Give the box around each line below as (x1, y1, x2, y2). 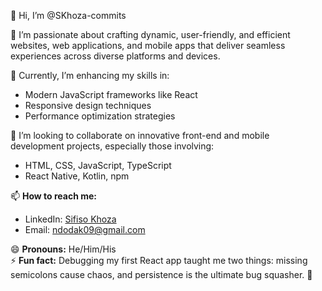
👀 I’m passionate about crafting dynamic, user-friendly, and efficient (10, 29, 291, 40)
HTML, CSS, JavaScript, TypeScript (24, 160, 172, 171)
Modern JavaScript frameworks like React (24, 89, 198, 100)
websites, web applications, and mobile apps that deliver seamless (10, 40, 286, 51)
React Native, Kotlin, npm (24, 170, 130, 182)
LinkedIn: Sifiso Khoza (24, 213, 117, 225)
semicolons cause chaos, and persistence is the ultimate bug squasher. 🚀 (10, 269, 313, 280)
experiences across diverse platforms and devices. (10, 50, 221, 62)
